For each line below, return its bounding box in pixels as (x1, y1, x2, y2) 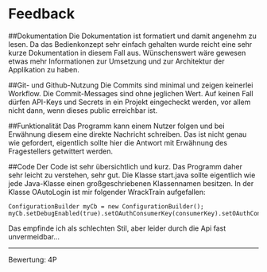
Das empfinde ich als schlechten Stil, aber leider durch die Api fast (8, 223, 226, 233)
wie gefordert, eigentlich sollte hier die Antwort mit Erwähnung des (8, 138, 228, 147)
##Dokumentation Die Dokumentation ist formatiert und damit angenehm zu (8, 31, 257, 41)
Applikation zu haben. (8, 64, 79, 74)
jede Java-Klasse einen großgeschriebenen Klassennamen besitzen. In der (8, 178, 254, 188)
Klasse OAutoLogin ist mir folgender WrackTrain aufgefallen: (8, 187, 206, 196)
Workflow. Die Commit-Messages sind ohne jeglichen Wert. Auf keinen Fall (8, 88, 253, 98)
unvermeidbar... (8, 231, 60, 241)
